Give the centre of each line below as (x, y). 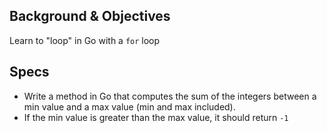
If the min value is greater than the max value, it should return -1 (156, 117)
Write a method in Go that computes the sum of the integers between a (170, 96)
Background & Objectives (90, 16)
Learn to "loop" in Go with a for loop (85, 40)
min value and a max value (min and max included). (129, 106)
